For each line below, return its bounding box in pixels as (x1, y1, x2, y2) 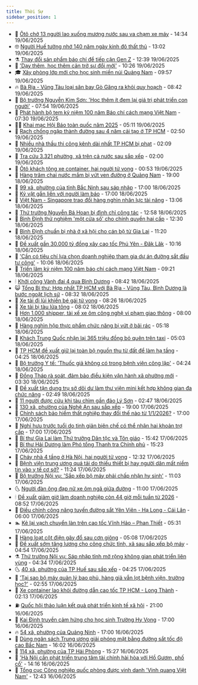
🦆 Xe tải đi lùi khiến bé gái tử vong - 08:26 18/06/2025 (14, 297, 147, 304)
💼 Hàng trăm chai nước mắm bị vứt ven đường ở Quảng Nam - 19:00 (14, 171, 180, 178)
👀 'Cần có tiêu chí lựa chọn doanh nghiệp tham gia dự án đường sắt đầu (14, 253, 189, 260)
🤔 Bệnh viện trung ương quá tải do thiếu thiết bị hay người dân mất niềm (14, 459, 189, 466)
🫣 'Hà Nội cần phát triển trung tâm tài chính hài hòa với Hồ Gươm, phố (14, 654, 184, 661)
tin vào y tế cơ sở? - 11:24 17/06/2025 (14, 466, 106, 473)
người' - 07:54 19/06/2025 (14, 102, 79, 110)
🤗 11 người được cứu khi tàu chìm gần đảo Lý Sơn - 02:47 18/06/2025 (14, 397, 183, 404)
